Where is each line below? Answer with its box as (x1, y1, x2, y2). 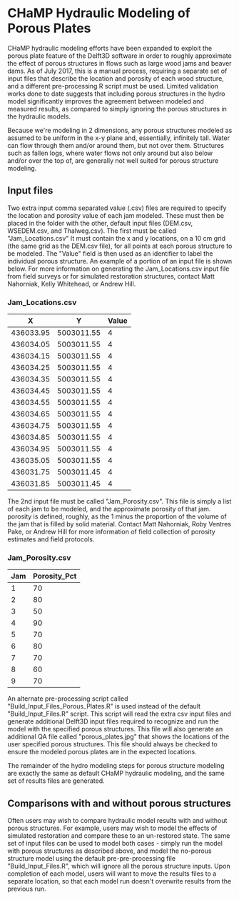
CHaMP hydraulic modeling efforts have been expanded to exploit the (7, 44, 213, 52)
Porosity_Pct (33, 571, 77, 581)
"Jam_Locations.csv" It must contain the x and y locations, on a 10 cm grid (7, 234, 226, 242)
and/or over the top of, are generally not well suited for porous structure (7, 156, 219, 165)
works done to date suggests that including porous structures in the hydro (7, 89, 225, 98)
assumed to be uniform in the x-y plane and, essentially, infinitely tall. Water (7, 134, 230, 142)
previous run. (7, 884, 46, 894)
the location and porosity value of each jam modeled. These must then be (7, 211, 225, 219)
